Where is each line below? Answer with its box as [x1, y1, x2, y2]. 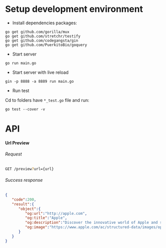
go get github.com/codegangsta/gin [5, 38, 79, 43]
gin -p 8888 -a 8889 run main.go [5, 79, 74, 84]
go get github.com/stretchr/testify [5, 34, 81, 39]
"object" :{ [18, 206, 41, 211]
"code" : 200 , [11, 197, 37, 202]
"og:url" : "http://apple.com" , [25, 211, 87, 216]
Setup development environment [5, 3, 143, 15]
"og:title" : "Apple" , [25, 215, 68, 221]
